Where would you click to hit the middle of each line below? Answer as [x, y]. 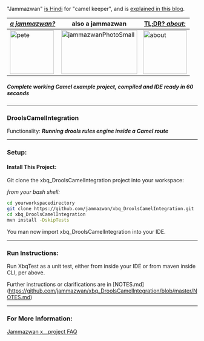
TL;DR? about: [165, 24]
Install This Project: [32, 167]
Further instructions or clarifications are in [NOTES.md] [76, 285]
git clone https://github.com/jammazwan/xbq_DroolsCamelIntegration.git [100, 209]
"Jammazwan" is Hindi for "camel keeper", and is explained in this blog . [96, 9]
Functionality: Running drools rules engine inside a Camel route [88, 131]
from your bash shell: [33, 192]
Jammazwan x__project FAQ [42, 332]
